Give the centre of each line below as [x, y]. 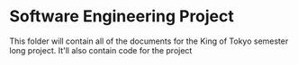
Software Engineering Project [122, 16]
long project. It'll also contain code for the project [101, 50]
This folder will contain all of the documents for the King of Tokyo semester [149, 41]
